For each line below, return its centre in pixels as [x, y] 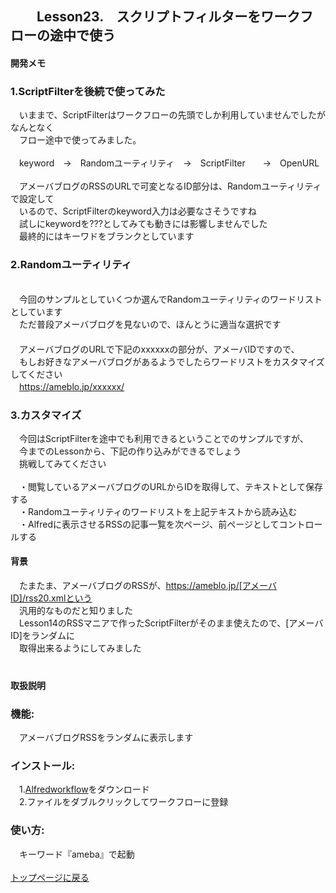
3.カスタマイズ [46, 415]
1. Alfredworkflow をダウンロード [84, 789]
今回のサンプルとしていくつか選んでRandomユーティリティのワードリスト [170, 299]
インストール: [43, 765]
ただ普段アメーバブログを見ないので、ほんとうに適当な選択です [150, 324]
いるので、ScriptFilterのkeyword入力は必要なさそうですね [137, 211]
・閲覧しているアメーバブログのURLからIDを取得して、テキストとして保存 [170, 486]
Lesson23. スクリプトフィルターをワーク [168, 17]
